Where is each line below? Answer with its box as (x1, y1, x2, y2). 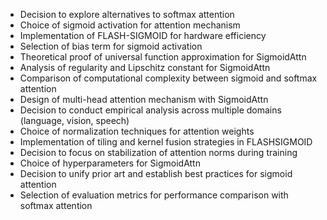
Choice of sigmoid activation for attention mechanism (19, 19, 241, 31)
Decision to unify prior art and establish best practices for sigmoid (19, 168, 293, 179)
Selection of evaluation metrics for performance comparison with (19, 189, 289, 201)
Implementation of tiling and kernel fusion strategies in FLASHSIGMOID (19, 136, 313, 148)
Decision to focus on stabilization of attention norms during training (19, 147, 298, 158)
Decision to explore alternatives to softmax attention (19, 9, 235, 20)
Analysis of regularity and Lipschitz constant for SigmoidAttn (19, 62, 271, 73)
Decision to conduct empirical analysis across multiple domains (19, 104, 282, 116)
